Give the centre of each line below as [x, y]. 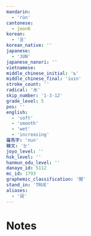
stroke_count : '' [28, 85]
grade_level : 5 [25, 101]
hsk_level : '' [24, 157]
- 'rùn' [21, 17]
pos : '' [16, 107]
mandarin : [19, 12]
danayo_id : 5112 [26, 168]
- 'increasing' [31, 135]
